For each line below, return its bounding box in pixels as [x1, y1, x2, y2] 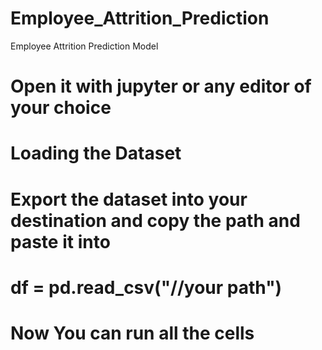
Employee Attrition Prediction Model [10, 40, 159, 52]
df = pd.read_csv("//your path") [10, 276, 283, 299]
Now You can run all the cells [10, 322, 255, 344]
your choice [10, 97, 112, 119]
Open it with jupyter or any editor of [10, 75, 312, 98]
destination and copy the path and [10, 209, 301, 232]
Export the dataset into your [10, 188, 248, 211]
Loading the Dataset [10, 142, 182, 165]
